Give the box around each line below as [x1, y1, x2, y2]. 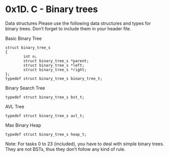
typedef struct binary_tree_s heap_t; [5, 132, 87, 137]
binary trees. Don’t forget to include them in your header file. [5, 25, 131, 31]
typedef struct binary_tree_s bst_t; [5, 94, 85, 99]
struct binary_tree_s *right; [23, 67, 87, 72]
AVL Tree [5, 103, 24, 110]
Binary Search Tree [5, 85, 45, 91]
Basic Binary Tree [5, 35, 42, 41]
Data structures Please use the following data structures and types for [5, 20, 151, 26]
